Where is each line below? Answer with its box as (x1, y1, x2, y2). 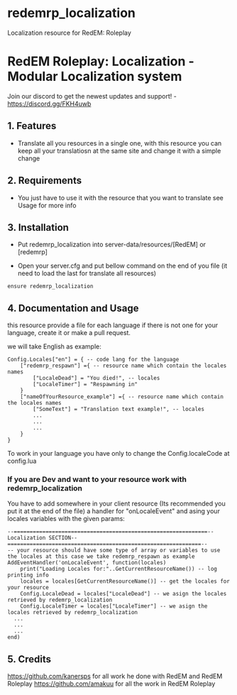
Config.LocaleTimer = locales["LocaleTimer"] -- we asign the (20, 603, 208, 610)
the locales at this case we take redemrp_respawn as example (7, 553, 195, 560)
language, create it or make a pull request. (7, 329, 131, 337)
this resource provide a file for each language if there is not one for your (7, 321, 219, 329)
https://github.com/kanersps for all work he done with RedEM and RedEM (7, 672, 223, 681)
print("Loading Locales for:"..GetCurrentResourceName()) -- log (20, 566, 218, 573)
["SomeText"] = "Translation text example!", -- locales (33, 406, 204, 413)
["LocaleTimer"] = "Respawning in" (33, 381, 138, 388)
